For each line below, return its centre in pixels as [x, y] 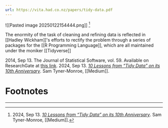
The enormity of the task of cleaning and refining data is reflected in [75, 35]
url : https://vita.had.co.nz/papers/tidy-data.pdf [59, 10]
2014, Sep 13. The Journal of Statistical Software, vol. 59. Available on [77, 60]
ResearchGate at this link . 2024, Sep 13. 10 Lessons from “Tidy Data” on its [82, 66]
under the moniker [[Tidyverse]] [38, 51]
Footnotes [27, 91]
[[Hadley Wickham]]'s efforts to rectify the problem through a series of [78, 40]
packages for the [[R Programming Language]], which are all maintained [79, 45]
